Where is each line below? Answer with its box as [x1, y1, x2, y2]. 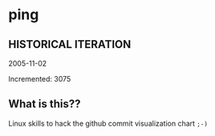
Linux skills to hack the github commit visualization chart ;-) [8, 118, 209, 128]
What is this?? [8, 98, 81, 111]
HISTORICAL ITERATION [8, 38, 132, 51]
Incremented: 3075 [8, 74, 71, 83]
